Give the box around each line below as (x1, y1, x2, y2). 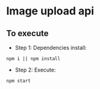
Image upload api (6, 4, 95, 18)
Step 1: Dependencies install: (14, 44, 87, 51)
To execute (6, 28, 49, 38)
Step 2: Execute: (14, 66, 56, 73)
